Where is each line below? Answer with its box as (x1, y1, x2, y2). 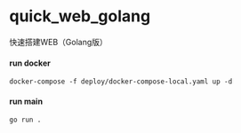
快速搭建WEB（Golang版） (9, 36, 108, 47)
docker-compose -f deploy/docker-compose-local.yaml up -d (9, 77, 233, 86)
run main (9, 96, 43, 106)
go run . (9, 115, 42, 125)
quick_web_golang (9, 6, 151, 27)
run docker (9, 58, 51, 68)
